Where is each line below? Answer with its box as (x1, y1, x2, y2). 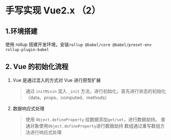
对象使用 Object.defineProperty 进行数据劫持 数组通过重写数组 (30, 122, 160, 129)
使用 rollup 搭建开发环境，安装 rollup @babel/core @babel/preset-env (5, 42, 152, 47)
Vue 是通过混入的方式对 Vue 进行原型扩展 (12, 77, 101, 83)
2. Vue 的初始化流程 (5, 62, 69, 71)
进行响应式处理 (30, 129, 62, 135)
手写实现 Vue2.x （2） (5, 5, 101, 16)
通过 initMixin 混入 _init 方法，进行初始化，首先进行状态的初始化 (25, 88, 166, 94)
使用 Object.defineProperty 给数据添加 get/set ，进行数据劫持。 (25, 116, 160, 122)
